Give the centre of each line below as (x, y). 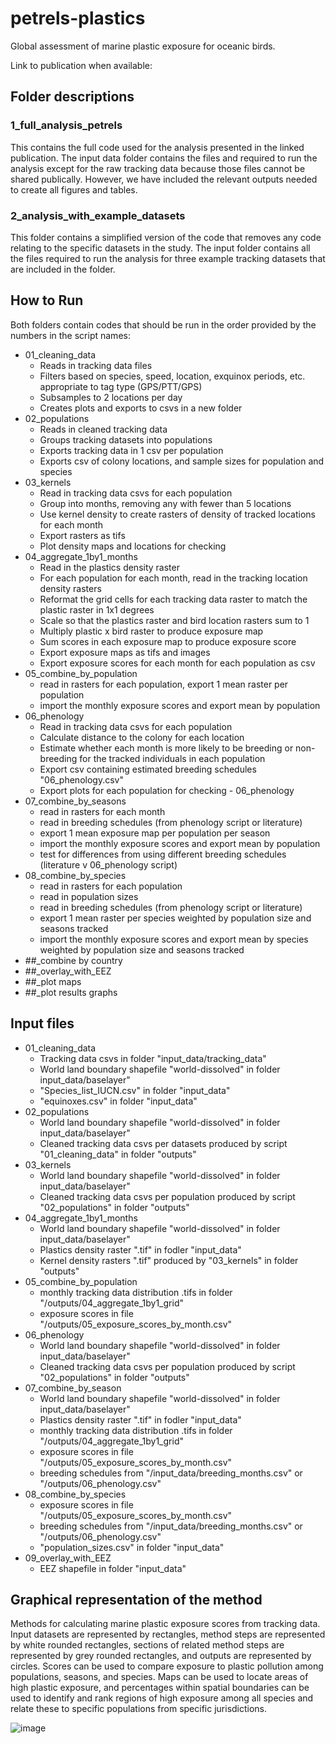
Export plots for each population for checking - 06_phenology (167, 790)
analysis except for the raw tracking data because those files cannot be (158, 168)
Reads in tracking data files (96, 365)
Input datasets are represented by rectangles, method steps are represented (168, 1634)
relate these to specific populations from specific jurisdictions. (139, 1709)
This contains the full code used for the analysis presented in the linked (157, 147)
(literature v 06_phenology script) (108, 864)
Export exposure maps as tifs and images (125, 652)
